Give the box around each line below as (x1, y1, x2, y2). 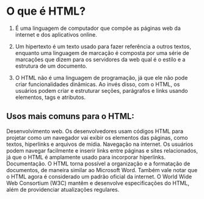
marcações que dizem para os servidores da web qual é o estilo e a (15, 56, 186, 63)
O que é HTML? (6, 4, 86, 18)
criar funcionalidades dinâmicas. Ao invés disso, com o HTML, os (15, 81, 180, 88)
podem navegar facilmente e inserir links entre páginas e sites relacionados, (6, 147, 199, 154)
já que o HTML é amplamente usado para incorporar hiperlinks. (6, 153, 166, 161)
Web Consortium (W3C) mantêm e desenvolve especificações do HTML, (6, 179, 190, 187)
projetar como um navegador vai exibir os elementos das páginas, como (6, 134, 188, 141)
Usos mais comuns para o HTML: (6, 111, 134, 121)
